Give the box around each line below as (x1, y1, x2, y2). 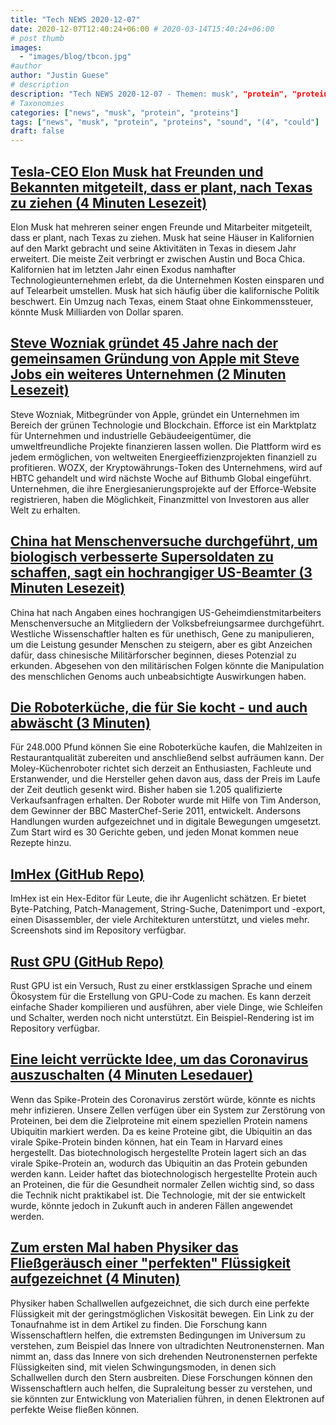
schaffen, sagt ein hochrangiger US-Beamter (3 (10, 564, 313, 581)
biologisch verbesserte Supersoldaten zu (10, 549, 274, 566)
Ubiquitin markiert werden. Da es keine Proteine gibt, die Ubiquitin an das (10, 1125, 313, 1137)
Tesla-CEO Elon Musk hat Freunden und (10, 163, 264, 180)
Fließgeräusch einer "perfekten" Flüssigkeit (10, 1255, 292, 1272)
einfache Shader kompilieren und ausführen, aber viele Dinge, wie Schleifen (10, 1001, 323, 1013)
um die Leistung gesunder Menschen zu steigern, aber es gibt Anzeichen (10, 638, 313, 650)
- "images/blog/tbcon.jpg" (19, 52, 132, 62)
